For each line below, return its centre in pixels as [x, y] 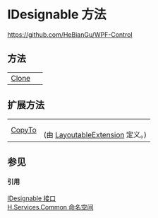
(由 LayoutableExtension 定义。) [95, 134]
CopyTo [24, 130]
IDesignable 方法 [57, 15]
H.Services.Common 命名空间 [50, 207]
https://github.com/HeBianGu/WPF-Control [70, 34]
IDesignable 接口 [32, 198]
